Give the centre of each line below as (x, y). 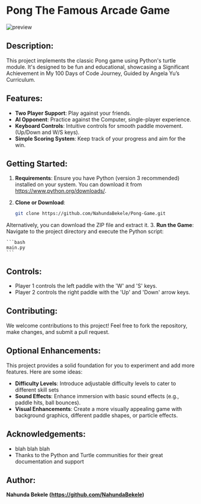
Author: (21, 480)
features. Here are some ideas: (44, 372)
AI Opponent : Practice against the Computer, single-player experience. (103, 119)
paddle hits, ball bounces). (48, 402)
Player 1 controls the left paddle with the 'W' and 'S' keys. (86, 286)
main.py (16, 248)
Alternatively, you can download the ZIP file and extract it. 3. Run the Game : (100, 225)
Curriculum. (21, 79)
